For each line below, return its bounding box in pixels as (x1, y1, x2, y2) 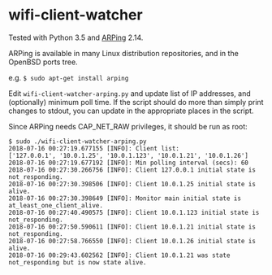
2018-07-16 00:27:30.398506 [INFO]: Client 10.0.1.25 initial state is (8, 180, 256, 188)
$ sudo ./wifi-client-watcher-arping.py (8, 137, 148, 146)
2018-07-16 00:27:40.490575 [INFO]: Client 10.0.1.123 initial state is (8, 208, 260, 216)
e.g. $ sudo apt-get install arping (8, 72, 129, 82)
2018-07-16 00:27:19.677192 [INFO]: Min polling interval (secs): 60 (8, 159, 249, 167)
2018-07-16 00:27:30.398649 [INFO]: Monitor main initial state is (8, 194, 242, 203)
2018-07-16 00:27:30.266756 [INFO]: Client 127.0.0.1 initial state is (8, 165, 256, 174)
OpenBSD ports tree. (8, 57, 79, 67)
